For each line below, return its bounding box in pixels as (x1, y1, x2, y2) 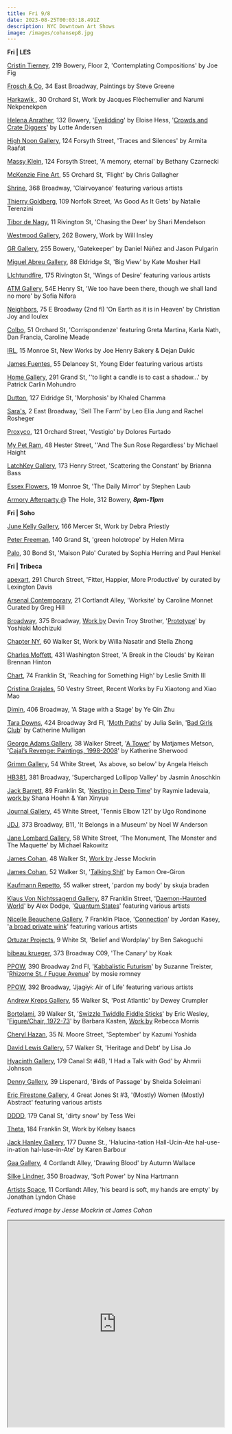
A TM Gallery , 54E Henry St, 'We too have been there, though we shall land (7, 285, 218, 293)
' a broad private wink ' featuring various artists (7, 922, 138, 931)
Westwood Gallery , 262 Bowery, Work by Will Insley (7, 231, 154, 239)
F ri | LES (7, 48, 31, 56)
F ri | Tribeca (7, 562, 43, 571)
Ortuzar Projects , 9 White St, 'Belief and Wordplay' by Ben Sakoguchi (7, 936, 203, 944)
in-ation (7, 1146, 30, 1154)
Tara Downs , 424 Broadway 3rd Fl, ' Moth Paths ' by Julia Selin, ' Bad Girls (7, 719, 213, 727)
